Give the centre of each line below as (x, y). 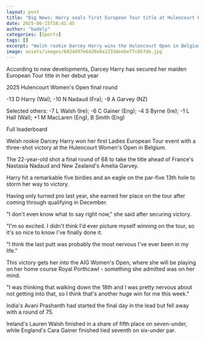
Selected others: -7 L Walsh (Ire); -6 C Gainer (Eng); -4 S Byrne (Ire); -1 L (98, 111)
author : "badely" (28, 29)
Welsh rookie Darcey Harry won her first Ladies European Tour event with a (101, 141)
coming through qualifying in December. (57, 202)
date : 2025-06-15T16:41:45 (41, 23)
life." (12, 250)
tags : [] (17, 40)
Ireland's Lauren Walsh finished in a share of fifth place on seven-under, (97, 324)
